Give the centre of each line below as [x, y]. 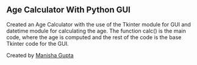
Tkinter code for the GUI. [38, 43]
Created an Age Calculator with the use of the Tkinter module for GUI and [99, 24]
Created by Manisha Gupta [40, 55]
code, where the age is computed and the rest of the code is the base [94, 37]
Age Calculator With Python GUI [69, 10]
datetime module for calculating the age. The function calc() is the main [96, 31]
